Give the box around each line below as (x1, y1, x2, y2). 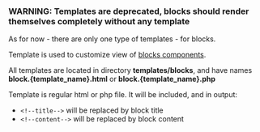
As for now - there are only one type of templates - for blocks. (8, 34, 216, 44)
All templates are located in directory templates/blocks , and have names (8, 66, 253, 75)
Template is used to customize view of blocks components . (8, 50, 207, 60)
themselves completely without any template (8, 15, 190, 27)
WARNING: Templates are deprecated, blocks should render (8, 6, 249, 17)
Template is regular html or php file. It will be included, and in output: (8, 90, 237, 100)
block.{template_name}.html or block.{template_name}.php (8, 75, 216, 84)
